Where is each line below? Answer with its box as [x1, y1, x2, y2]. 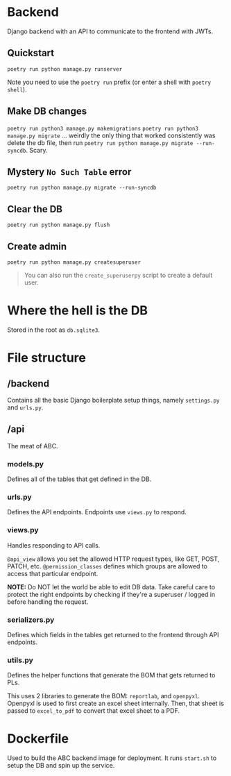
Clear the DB [7, 203, 63, 215]
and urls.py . [7, 403, 44, 412]
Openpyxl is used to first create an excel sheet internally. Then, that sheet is [7, 699, 224, 708]
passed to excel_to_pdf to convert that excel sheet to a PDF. [7, 707, 180, 715]
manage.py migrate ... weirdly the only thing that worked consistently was [7, 131, 216, 140]
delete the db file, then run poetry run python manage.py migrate [7, 138, 194, 146]
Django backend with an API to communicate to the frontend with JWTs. [7, 27, 214, 35]
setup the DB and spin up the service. [7, 761, 115, 770]
